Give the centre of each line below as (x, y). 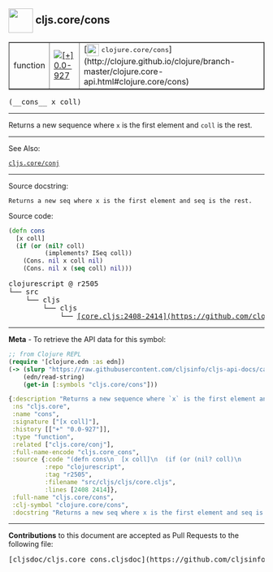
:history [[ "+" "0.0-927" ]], (61, 429)
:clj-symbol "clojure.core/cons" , (70, 505)
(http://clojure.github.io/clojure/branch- (160, 61)
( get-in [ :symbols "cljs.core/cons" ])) (91, 384)
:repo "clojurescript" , (85, 467)
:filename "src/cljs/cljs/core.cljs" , (110, 483)
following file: (31, 544)
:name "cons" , (36, 414)
